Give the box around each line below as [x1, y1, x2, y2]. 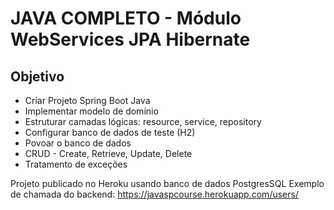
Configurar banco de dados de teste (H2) [24, 127, 196, 138]
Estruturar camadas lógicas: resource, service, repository [24, 116, 262, 127]
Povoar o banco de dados [24, 137, 132, 149]
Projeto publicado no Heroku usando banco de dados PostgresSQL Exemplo [10, 178, 325, 189]
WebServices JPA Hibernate [10, 28, 251, 51]
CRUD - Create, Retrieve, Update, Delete [24, 148, 193, 159]
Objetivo [10, 68, 65, 85]
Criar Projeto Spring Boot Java [24, 95, 151, 106]
